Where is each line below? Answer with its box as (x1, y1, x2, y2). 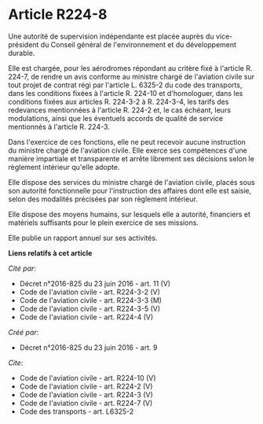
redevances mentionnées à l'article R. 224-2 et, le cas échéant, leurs (8, 105, 232, 115)
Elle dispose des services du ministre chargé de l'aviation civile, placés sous (8, 177, 255, 186)
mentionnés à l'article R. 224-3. (8, 122, 110, 131)
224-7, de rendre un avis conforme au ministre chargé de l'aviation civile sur (8, 72, 255, 81)
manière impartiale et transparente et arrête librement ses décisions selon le (8, 153, 255, 163)
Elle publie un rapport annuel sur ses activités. (8, 233, 158, 242)
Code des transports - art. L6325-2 (19, 407, 134, 416)
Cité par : (8, 264, 37, 273)
